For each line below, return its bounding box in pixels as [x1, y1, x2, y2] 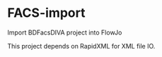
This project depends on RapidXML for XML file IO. [7, 42, 156, 50]
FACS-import [7, 5, 86, 21]
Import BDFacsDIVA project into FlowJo [7, 28, 122, 37]
